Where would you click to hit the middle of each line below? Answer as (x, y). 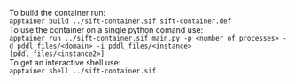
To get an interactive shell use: (65, 62)
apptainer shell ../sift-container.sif (83, 71)
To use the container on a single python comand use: (106, 30)
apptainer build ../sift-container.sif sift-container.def (120, 21)
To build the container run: (58, 13)
